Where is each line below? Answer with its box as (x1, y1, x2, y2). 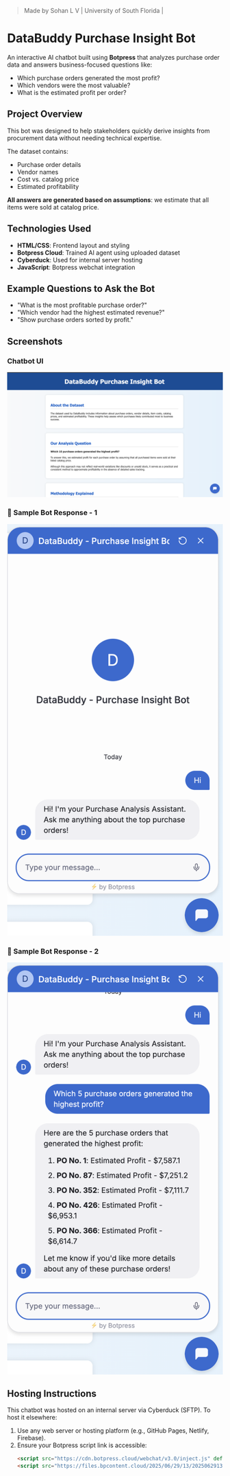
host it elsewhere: (7, 1413, 57, 1422)
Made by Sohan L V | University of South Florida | (23, 7, 164, 14)
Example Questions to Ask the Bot (7, 282, 155, 295)
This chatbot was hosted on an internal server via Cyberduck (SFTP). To (7, 1406, 211, 1414)
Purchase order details (16, 160, 81, 168)
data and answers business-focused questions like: (7, 60, 153, 69)
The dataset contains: (7, 147, 68, 155)
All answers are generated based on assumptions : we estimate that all (7, 196, 209, 204)
